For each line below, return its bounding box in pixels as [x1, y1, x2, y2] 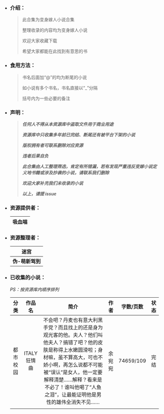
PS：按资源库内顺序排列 [9, 286, 59, 292]
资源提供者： [9, 204, 41, 211]
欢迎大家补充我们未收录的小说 [22, 180, 83, 186]
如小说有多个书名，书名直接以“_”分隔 [22, 84, 98, 90]
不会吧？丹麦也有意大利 [43, 317, 98, 324]
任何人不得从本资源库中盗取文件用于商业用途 [22, 121, 114, 127]
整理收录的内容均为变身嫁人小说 [22, 27, 88, 33]
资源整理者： [9, 235, 41, 242]
